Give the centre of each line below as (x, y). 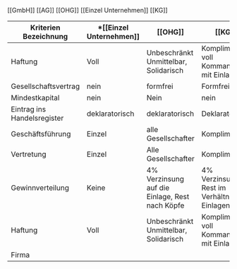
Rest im (214, 188)
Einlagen (216, 205)
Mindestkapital (35, 98)
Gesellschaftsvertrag (45, 86)
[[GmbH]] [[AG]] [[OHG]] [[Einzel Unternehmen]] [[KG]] (87, 10)
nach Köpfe (165, 205)
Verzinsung (165, 179)
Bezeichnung (45, 36)
